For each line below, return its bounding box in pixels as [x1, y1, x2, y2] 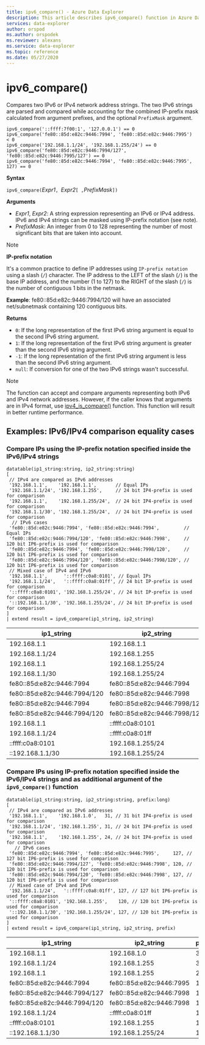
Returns [6, 314, 27, 322]
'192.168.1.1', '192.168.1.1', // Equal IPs [9, 482, 149, 488]
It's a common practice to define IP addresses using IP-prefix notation [6, 264, 188, 272]
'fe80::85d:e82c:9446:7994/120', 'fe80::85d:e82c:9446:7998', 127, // [9, 871, 192, 878]
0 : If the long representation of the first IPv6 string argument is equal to [15, 326, 194, 333]
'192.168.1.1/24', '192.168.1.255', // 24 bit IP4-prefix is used [9, 488, 192, 494]
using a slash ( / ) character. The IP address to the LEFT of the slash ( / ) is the [6, 271, 198, 278]
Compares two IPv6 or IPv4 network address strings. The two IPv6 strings [6, 101, 193, 108]
